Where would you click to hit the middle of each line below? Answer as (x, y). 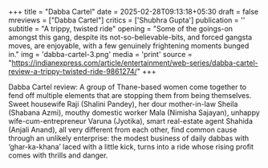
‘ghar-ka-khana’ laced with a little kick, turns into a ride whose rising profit (131, 147)
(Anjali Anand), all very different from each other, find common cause (123, 129)
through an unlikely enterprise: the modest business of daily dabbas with (129, 138)
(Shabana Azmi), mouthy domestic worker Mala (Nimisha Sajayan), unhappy (134, 113)
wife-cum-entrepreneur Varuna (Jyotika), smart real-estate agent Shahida (130, 121)
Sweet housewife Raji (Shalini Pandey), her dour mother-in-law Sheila (123, 104)
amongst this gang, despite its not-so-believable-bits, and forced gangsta (130, 37)
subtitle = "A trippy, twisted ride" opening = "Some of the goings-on (121, 29)
